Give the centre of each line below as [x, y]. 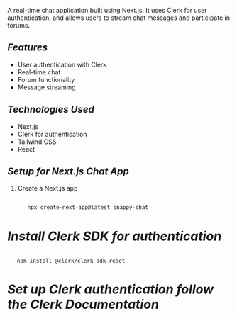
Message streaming [46, 87]
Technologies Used [51, 109]
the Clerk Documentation [83, 305]
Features [28, 48]
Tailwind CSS [37, 142]
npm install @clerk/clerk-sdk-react [71, 261]
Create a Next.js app [48, 188]
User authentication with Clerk [62, 64]
